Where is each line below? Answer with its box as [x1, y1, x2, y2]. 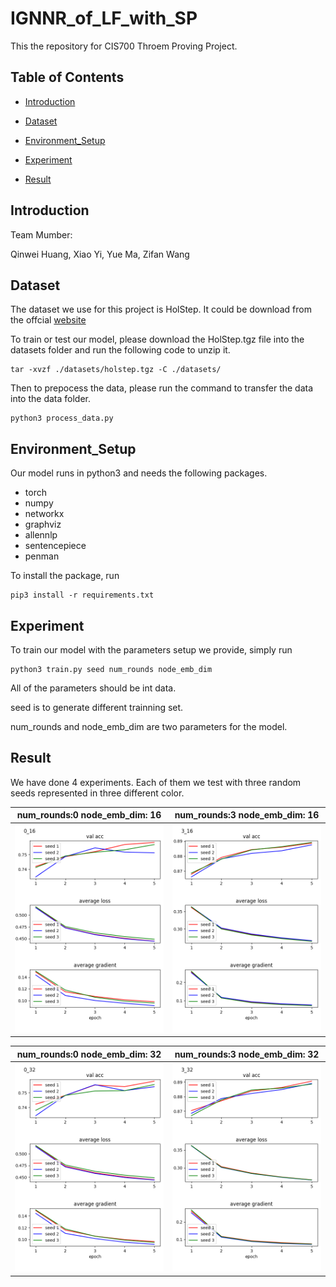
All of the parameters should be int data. [10, 682, 177, 694]
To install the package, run [10, 570, 120, 582]
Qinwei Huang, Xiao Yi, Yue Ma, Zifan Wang [10, 248, 190, 260]
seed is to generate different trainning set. [10, 702, 184, 713]
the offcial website [10, 314, 87, 326]
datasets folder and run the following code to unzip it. [10, 344, 231, 356]
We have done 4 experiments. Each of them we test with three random [10, 776, 302, 788]
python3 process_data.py [10, 413, 114, 424]
